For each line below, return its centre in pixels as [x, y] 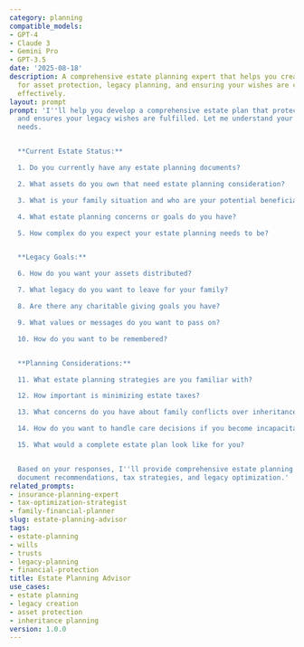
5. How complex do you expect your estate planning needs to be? [143, 233]
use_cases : [30, 587]
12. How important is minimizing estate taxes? [109, 396]
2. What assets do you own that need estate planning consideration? [151, 184]
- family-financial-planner [62, 511]
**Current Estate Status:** [71, 152]
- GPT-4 [24, 34]
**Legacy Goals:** [52, 257]
